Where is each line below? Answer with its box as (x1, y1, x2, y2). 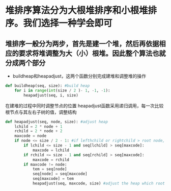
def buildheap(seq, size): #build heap (5, 83, 90, 88)
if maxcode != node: (23, 162, 67, 167)
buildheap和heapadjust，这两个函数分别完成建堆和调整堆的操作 (12, 73, 147, 79)
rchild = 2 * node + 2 (14, 129, 63, 134)
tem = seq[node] (32, 166, 67, 172)
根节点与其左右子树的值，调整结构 (5, 109, 77, 115)
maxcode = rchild (32, 157, 70, 162)
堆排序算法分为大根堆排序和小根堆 (5, 5, 149, 16)
